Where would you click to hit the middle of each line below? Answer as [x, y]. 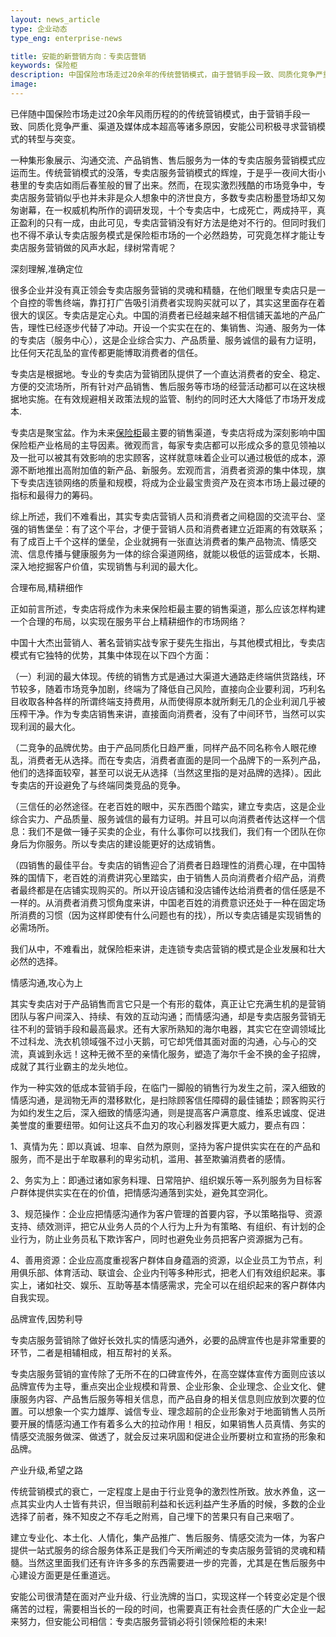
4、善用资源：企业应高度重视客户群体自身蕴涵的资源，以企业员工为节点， [162, 1260]
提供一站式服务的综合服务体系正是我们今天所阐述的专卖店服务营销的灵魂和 [163, 1550]
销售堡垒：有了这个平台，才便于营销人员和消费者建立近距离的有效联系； [176, 528]
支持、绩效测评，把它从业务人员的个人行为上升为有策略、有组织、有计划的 [163, 1226]
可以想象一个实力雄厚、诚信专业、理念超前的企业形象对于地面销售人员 [172, 1411]
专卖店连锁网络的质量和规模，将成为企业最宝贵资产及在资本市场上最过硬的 [172, 482]
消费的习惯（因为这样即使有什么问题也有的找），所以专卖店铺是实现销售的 [170, 915]
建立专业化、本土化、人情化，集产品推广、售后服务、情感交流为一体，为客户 [168, 1537]
